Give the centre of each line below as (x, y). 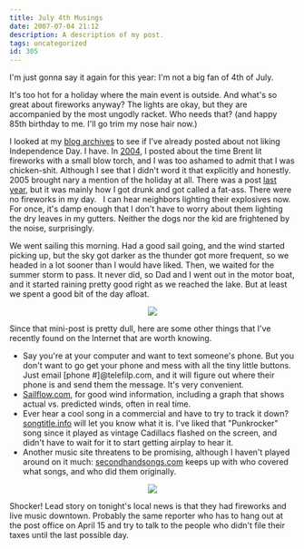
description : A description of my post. (87, 34)
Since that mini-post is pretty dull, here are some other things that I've (140, 328)
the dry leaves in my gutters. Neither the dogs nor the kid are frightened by (150, 219)
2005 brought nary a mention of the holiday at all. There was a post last (143, 180)
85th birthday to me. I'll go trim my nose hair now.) (103, 124)
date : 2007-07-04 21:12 (54, 26)
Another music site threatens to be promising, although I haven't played (156, 452)
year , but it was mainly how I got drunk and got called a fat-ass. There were (151, 190)
